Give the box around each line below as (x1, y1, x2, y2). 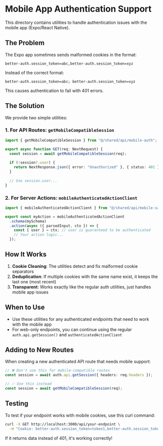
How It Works (5, 250, 47, 259)
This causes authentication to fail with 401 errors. (5, 88, 104, 93)
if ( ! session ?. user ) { (9, 160, 55, 165)
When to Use (5, 303, 45, 312)
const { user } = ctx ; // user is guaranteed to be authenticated (14, 228, 151, 233)
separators (12, 268, 34, 274)
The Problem (5, 39, 45, 47)
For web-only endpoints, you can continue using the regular (12, 326, 132, 332)
